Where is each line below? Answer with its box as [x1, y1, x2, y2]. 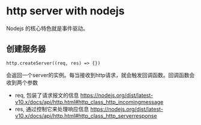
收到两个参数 [6, 79, 38, 86]
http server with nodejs [6, 4, 125, 18]
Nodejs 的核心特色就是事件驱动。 [6, 25, 89, 32]
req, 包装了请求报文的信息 [14, 92, 79, 99]
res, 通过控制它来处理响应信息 [14, 105, 89, 112]
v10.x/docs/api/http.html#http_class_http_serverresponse [14, 112, 157, 119]
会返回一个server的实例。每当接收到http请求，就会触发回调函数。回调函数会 [6, 71, 195, 78]
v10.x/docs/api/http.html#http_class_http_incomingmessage [14, 98, 164, 105]
